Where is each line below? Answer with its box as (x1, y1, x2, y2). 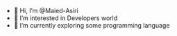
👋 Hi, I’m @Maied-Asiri (13, 7, 78, 15)
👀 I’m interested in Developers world (13, 14, 118, 22)
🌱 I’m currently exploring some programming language (13, 21, 170, 29)
